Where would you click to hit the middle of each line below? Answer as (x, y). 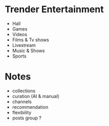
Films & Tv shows (31, 40)
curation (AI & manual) (36, 96)
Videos (20, 34)
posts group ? (27, 118)
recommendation (30, 107)
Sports (19, 56)
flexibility (22, 112)
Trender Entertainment (54, 9)
